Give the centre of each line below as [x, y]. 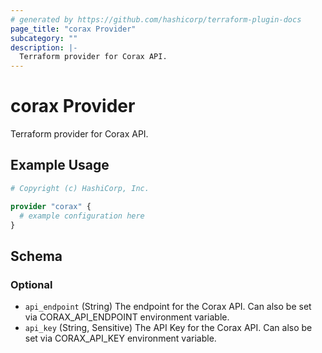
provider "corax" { [51, 206]
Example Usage [60, 165]
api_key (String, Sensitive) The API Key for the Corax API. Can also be [168, 328]
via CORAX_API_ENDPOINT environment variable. [127, 317]
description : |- [44, 47]
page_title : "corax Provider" [73, 29]
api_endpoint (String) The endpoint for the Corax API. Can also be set [168, 307]
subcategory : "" [44, 38]
